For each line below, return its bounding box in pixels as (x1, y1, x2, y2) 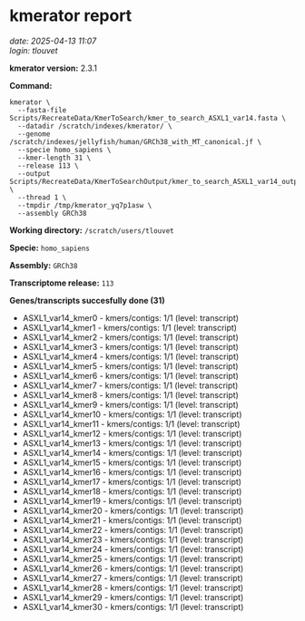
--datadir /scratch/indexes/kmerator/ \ (17, 121, 172, 131)
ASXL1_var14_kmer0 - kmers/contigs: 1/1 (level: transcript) (22, 312, 239, 323)
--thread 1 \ (17, 192, 67, 202)
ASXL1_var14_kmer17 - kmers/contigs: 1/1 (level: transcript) (22, 476, 242, 487)
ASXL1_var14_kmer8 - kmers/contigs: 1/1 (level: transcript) (22, 389, 239, 400)
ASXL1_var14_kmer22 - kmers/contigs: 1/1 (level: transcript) (22, 524, 244, 535)
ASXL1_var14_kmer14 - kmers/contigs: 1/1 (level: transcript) (22, 447, 242, 458)
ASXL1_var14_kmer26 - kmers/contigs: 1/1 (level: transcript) (22, 563, 244, 574)
